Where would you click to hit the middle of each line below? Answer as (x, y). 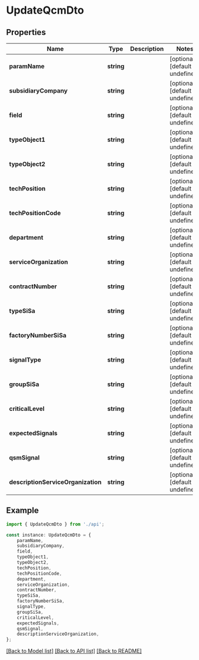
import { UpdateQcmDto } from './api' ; (55, 524)
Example (23, 511)
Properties (26, 32)
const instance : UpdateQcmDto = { (49, 535)
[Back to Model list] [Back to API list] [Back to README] (74, 651)
